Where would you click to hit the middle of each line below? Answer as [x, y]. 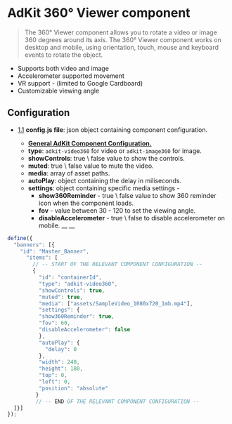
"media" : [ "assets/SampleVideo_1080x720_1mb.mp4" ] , [116, 303]
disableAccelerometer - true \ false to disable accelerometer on [131, 218]
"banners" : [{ [34, 245]
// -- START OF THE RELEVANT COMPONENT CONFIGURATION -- [117, 265]
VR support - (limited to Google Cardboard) [80, 83]
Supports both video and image [63, 68]
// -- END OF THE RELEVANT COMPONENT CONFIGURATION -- [117, 402]
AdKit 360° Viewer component [99, 13]
